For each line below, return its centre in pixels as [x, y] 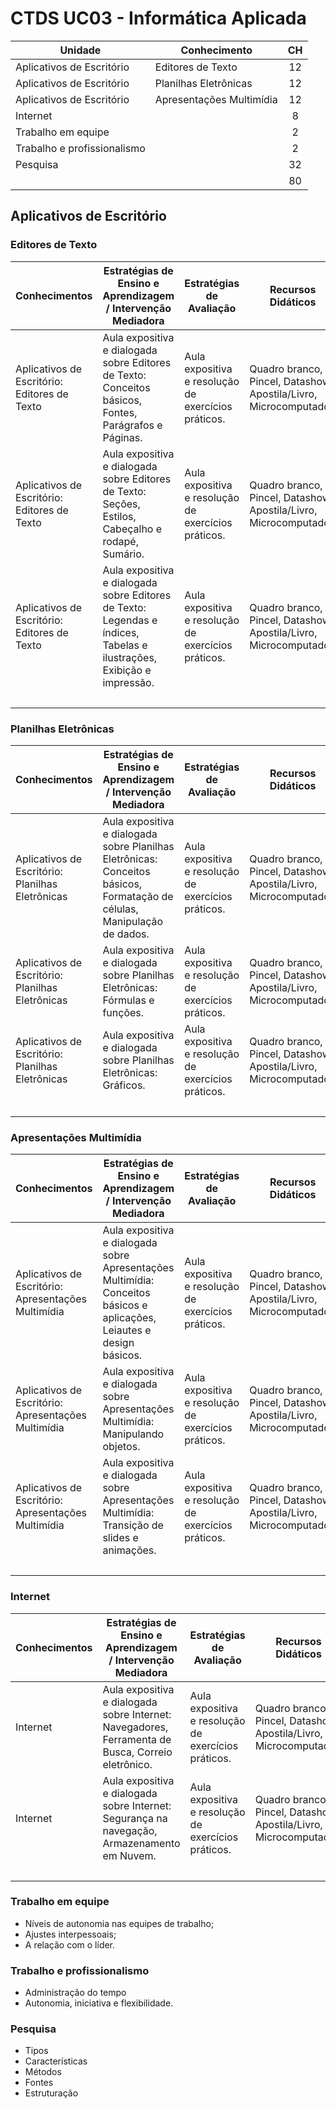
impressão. [128, 682]
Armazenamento [141, 1843]
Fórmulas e [128, 1000]
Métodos [43, 2072]
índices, [121, 632]
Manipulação [133, 921]
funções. [123, 1012]
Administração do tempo [75, 1993]
